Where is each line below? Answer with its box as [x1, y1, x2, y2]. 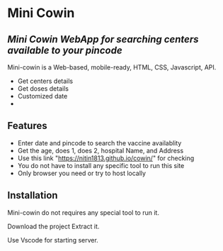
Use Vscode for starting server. [7, 235, 99, 244]
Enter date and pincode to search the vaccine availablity [17, 138, 182, 147]
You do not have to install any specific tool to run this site [17, 161, 185, 169]
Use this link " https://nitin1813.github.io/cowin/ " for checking [17, 154, 195, 162]
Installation [7, 189, 58, 201]
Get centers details [17, 77, 73, 85]
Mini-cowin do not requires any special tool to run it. [7, 208, 159, 217]
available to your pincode [7, 44, 122, 56]
